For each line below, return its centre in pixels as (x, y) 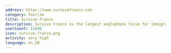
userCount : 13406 (24, 29)
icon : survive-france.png (33, 33)
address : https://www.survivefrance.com (49, 10)
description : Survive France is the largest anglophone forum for (77, 24)
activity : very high (27, 38)
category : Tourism (25, 15)
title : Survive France (29, 19)
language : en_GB (22, 43)
